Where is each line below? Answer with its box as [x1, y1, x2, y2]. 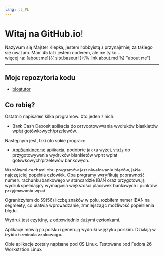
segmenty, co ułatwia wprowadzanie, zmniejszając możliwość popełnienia [5, 202, 155, 208]
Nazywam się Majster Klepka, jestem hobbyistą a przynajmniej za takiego [5, 44, 153, 50]
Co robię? [5, 101, 35, 109]
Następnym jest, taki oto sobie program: [5, 138, 86, 144]
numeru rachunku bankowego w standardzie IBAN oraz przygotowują [5, 177, 145, 183]
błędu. [5, 208, 18, 213]
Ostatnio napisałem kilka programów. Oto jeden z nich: [5, 113, 115, 120]
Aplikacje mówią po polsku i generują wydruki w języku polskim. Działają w [5, 227, 156, 233]
